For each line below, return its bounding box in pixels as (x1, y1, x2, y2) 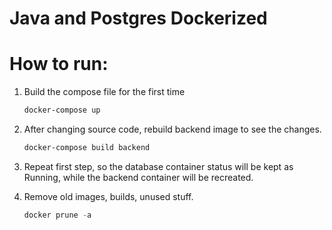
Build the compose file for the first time (23, 86, 186, 98)
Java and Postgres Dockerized (9, 7, 268, 30)
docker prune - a (23, 210, 92, 220)
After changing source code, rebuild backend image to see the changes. (23, 123, 322, 135)
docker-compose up (23, 105, 101, 116)
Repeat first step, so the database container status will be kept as (23, 160, 294, 172)
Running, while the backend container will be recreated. (23, 171, 254, 183)
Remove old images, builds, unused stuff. (23, 190, 194, 202)
